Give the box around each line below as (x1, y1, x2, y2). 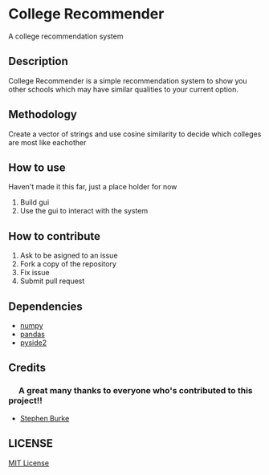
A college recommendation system (8, 31, 124, 41)
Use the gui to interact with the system (19, 206, 149, 216)
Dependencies (8, 299, 83, 313)
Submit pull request (19, 276, 85, 286)
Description (8, 55, 68, 68)
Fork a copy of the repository (19, 259, 116, 269)
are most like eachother (8, 137, 87, 147)
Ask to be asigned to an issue (19, 250, 118, 261)
